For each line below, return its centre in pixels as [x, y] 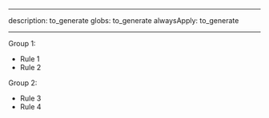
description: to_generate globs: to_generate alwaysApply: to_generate [124, 20]
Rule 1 [30, 59]
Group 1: [22, 43]
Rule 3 [30, 98]
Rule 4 [30, 107]
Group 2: [23, 83]
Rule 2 [30, 67]
